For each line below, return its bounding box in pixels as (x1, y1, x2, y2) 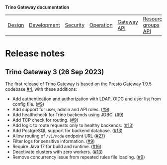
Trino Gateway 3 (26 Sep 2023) (5, 67, 104, 76)
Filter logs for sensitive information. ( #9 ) (12, 138, 95, 144)
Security (65, 22, 85, 28)
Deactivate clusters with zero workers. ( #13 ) (12, 149, 103, 155)
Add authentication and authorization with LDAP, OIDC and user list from (12, 96, 161, 102)
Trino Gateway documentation (5, 4, 70, 10)
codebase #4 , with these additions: (5, 86, 78, 92)
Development (29, 22, 61, 28)
